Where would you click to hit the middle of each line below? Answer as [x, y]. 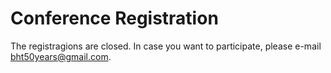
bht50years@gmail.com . [61, 56]
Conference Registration [114, 18]
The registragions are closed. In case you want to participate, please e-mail [166, 46]
